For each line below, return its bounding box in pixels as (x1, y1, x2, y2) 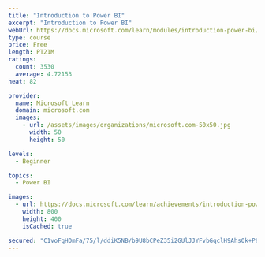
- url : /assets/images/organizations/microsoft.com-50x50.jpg (22, 121, 231, 129)
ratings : (8, 56, 37, 64)
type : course (8, 33, 51, 42)
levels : (8, 150, 34, 158)
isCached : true (22, 222, 73, 230)
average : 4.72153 (15, 70, 73, 78)
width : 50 (28, 128, 62, 136)
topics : (8, 171, 34, 180)
